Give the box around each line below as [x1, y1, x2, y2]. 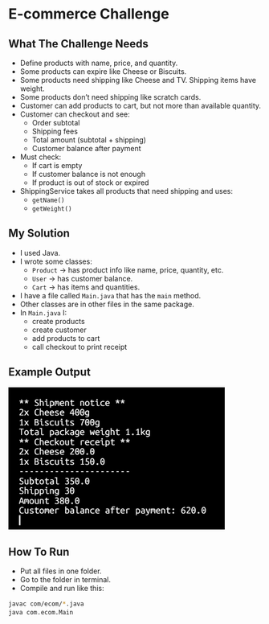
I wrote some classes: [19, 257, 92, 266]
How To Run [8, 545, 70, 559]
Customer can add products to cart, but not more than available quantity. [19, 101, 262, 110]
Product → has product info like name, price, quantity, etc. [31, 265, 224, 274]
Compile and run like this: [19, 584, 104, 593]
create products [31, 316, 86, 326]
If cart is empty [31, 161, 83, 170]
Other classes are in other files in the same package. [19, 299, 194, 309]
